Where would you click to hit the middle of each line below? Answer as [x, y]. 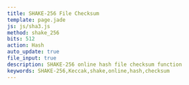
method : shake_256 [33, 33]
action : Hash [26, 45]
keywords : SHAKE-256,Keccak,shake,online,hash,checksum [88, 71]
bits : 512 [21, 39]
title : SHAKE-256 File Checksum [53, 13]
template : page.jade [37, 20]
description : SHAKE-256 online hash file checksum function [95, 64]
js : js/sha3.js [29, 26]
